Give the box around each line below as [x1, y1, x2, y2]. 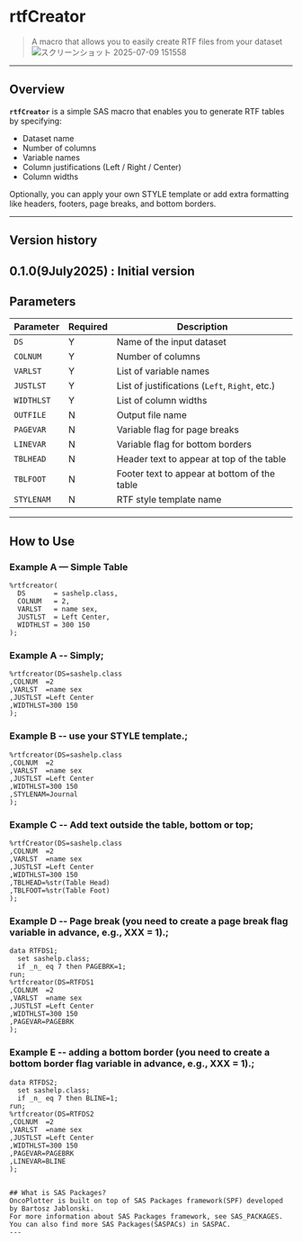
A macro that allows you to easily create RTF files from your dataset [31, 36, 283, 47]
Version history [9, 232, 98, 249]
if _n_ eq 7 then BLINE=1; [17, 1093, 119, 1102]
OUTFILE [13, 410, 47, 421]
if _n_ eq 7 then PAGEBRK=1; [17, 962, 127, 972]
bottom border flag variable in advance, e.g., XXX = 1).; [9, 1057, 255, 1070]
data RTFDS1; [9, 947, 58, 956]
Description [176, 321, 228, 333]
